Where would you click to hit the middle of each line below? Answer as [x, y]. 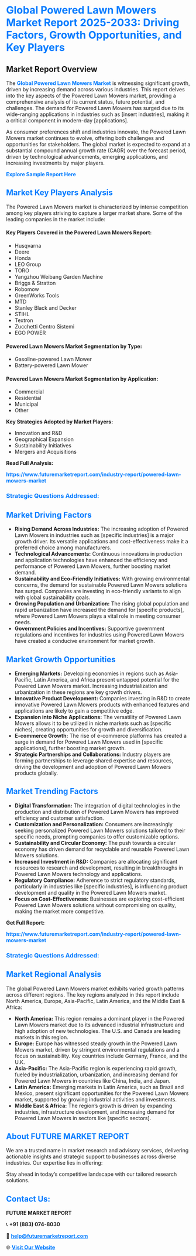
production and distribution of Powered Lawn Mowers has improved [96, 812]
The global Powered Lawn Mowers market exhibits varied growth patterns [95, 988]
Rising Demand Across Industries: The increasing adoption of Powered [101, 529]
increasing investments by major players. [56, 163]
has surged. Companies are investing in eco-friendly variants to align [98, 591]
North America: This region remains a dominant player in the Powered [99, 1018]
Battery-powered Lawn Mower [51, 365]
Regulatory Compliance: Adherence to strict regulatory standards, [95, 880]
